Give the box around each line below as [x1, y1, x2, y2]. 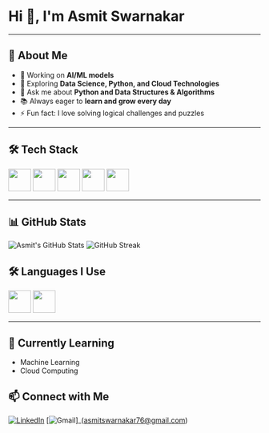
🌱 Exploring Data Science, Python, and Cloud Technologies [19, 78, 220, 88]
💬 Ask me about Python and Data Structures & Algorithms [19, 87, 215, 97]
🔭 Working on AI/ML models [19, 70, 114, 79]
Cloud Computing [19, 366, 78, 375]
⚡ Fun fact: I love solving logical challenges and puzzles [19, 108, 205, 118]
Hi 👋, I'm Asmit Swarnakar [8, 7, 185, 26]
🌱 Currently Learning [8, 336, 114, 350]
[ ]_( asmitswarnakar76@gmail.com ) [46, 415, 188, 425]
